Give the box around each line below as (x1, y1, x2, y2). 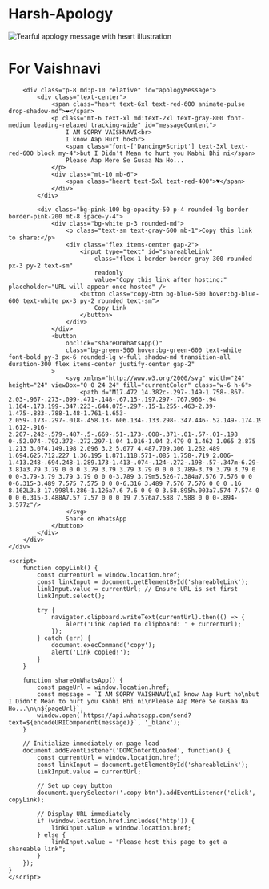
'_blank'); (144, 718, 181, 727)
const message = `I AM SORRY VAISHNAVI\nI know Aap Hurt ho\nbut (37, 690, 260, 699)
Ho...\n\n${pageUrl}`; (8, 704, 84, 712)
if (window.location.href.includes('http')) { (37, 817, 195, 825)
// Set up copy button (37, 781, 113, 789)
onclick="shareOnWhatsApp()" (65, 339, 163, 347)
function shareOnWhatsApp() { (22, 676, 124, 684)
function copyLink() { (22, 564, 98, 572)
